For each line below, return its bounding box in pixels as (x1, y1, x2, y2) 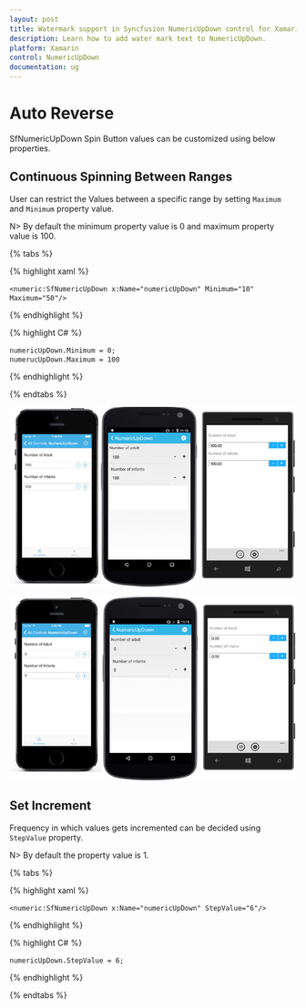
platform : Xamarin (9, 44, 79, 53)
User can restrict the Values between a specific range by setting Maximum (9, 193, 282, 204)
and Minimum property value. (9, 203, 115, 214)
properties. (9, 142, 51, 154)
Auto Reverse (9, 103, 115, 124)
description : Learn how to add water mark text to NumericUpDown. (9, 34, 267, 43)
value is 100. (9, 230, 56, 241)
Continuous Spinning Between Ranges (9, 169, 233, 185)
